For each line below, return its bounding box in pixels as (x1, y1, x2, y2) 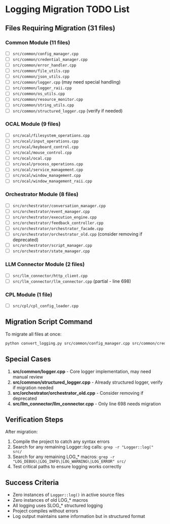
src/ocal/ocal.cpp (12, 156, 52, 161)
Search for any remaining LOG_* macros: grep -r (12, 454, 115, 460)
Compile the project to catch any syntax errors (12, 438, 110, 444)
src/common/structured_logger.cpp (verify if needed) (12, 107, 123, 114)
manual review (12, 373, 44, 380)
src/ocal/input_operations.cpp (12, 138, 79, 144)
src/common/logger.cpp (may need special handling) (12, 79, 121, 85)
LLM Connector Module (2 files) (5, 261, 85, 268)
